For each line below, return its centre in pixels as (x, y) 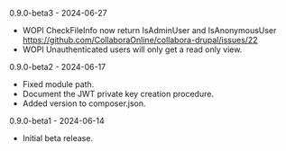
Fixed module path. (58, 84)
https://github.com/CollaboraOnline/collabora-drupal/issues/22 (140, 40)
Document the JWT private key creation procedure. (118, 94)
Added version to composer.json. (84, 103)
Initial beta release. (57, 138)
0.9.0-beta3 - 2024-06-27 (59, 13)
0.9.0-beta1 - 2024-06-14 (57, 121)
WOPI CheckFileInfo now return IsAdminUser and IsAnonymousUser (149, 30)
